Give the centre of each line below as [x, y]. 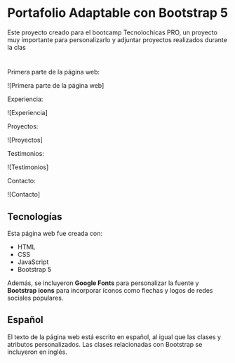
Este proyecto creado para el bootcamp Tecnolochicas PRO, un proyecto [112, 32]
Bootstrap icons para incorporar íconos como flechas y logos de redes [110, 290]
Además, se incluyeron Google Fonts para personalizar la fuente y [103, 283]
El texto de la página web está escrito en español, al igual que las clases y [114, 337]
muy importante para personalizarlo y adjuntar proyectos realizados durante [117, 39]
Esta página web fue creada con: [55, 233]
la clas [16, 47]
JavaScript [33, 262]
